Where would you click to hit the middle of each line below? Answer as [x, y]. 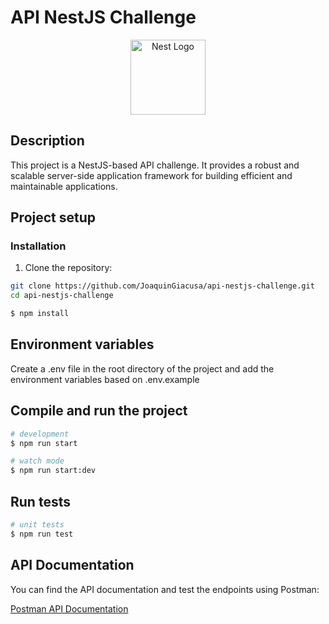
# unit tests [37, 525]
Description [47, 141]
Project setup [53, 217]
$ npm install [40, 314]
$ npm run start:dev [53, 471]
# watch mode [37, 461]
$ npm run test [42, 534]
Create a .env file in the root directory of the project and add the [142, 368]
